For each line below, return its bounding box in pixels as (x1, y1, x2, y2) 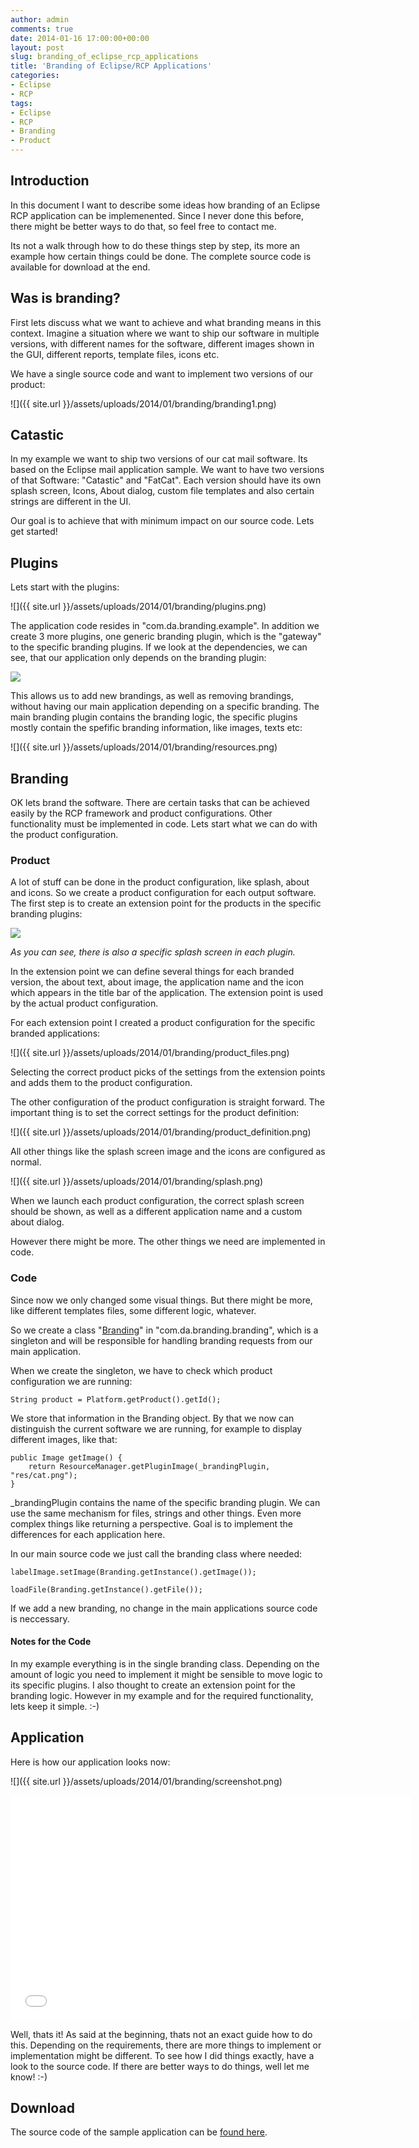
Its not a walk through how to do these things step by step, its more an (10, 239, 301, 251)
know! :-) (10, 2071, 48, 2083)
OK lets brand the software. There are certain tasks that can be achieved (10, 797, 310, 809)
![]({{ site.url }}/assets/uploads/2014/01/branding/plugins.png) (10, 601, 267, 613)
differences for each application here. (10, 1528, 166, 1540)
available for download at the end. (10, 261, 151, 273)
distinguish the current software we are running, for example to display (10, 1422, 303, 1435)
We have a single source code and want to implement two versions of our (10, 367, 314, 380)
